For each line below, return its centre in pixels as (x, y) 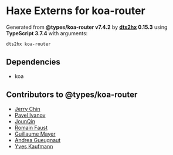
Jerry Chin (27, 109)
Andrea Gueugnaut (38, 140)
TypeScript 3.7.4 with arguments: (47, 33)
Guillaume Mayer (35, 134)
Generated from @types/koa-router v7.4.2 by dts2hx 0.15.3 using (87, 27)
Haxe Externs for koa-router (76, 11)
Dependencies (33, 62)
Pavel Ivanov (30, 115)
